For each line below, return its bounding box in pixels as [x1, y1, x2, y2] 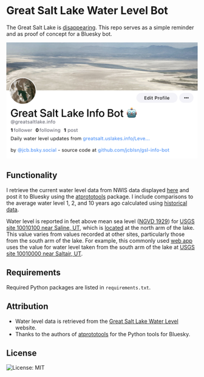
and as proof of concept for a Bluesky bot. [6, 30, 112, 37]
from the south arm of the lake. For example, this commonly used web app [6, 237, 193, 244]
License [6, 348, 37, 358]
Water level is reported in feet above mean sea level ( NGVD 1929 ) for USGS [6, 217, 195, 225]
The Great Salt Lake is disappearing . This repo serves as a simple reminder [6, 24, 194, 31]
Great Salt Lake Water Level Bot [6, 4, 168, 18]
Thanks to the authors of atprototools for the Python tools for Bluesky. [15, 330, 191, 337]
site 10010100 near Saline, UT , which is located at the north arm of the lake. [6, 224, 195, 231]
